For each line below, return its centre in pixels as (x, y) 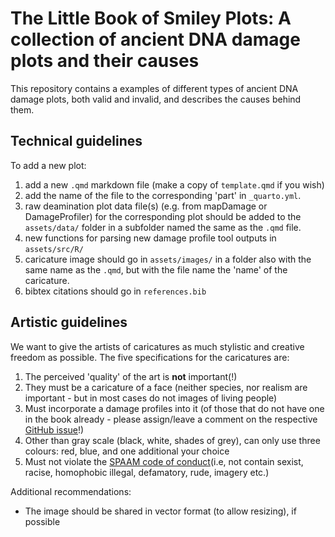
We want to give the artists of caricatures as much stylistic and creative (157, 346)
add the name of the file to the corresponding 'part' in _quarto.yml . (163, 195)
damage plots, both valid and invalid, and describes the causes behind (156, 99)
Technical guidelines (76, 141)
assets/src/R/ (54, 249)
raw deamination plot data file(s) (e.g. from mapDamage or (146, 206)
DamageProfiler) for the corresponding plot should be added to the (163, 216)
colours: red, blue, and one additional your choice (127, 451)
